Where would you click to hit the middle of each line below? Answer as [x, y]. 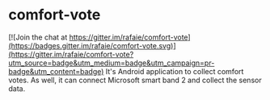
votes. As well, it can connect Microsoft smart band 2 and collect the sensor [135, 80]
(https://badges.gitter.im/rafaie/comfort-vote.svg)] [92, 45]
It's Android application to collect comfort [175, 71]
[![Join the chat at [38, 37]
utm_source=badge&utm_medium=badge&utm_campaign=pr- [112, 63]
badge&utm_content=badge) [56, 71]
